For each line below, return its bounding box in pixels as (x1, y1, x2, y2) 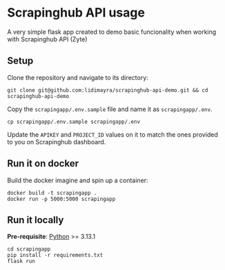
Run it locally (7, 214, 64, 226)
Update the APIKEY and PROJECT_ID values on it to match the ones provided (7, 130, 219, 139)
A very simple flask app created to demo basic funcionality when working (7, 28, 217, 36)
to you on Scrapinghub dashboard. (7, 137, 106, 146)
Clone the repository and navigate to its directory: (7, 73, 148, 81)
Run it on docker (7, 157, 79, 170)
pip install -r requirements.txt (7, 252, 104, 259)
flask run (7, 258, 36, 265)
